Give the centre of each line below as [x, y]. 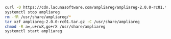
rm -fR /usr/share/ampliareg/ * [38, 17]
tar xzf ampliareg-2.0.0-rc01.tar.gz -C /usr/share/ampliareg [72, 22]
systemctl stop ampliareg [32, 12]
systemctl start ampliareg [33, 31]
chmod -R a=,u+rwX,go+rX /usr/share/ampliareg [55, 26]
